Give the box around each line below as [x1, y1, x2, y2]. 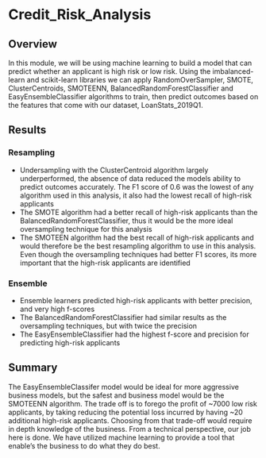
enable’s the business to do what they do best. [8, 441, 160, 450]
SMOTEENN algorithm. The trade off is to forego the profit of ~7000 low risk [8, 398, 258, 408]
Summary [8, 361, 58, 375]
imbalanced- [212, 67, 254, 76]
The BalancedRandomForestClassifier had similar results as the [19, 312, 227, 322]
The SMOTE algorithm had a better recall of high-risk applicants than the [19, 207, 258, 217]
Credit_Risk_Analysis [8, 6, 152, 24]
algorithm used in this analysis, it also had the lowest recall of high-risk [19, 191, 253, 200]
